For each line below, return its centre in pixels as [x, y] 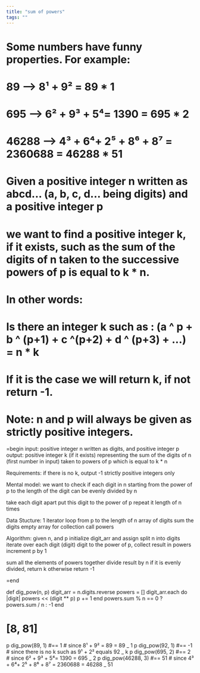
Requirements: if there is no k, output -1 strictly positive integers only [90, 473]
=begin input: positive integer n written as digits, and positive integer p [93, 449]
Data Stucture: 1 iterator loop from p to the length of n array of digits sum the [100, 521]
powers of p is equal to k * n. [78, 272]
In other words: [45, 299]
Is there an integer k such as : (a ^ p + [100, 327]
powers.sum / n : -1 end [35, 605]
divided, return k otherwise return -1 [50, 569]
